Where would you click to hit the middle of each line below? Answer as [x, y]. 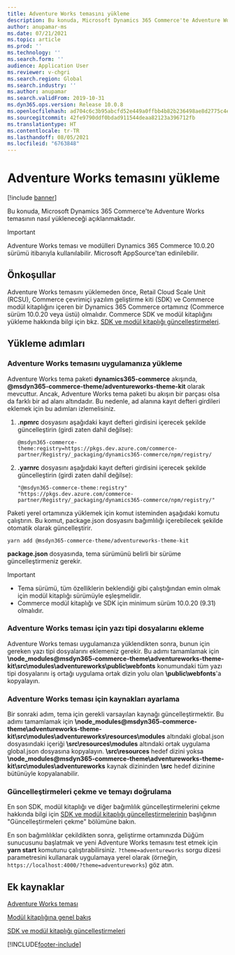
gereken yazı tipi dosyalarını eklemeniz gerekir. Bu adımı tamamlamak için [113, 651]
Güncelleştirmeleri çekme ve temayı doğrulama [90, 792]
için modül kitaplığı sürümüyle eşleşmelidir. [79, 596]
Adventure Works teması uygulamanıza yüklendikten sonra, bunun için [108, 643]
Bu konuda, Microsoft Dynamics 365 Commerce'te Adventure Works [106, 211]
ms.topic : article [34, 40]
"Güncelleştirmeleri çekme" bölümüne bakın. [72, 821]
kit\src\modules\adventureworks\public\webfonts [81, 666]
